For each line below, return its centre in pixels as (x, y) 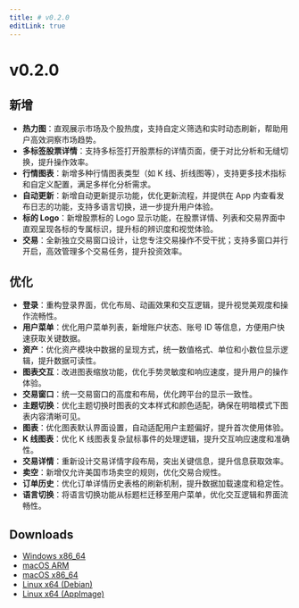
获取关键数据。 (58, 338)
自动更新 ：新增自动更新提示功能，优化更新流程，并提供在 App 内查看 (149, 195)
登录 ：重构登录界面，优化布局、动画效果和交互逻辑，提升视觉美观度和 (151, 305)
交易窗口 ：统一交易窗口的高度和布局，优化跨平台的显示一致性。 (139, 395)
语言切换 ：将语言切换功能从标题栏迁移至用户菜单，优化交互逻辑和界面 (151, 495)
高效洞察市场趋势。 (65, 139)
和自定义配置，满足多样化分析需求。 (89, 184)
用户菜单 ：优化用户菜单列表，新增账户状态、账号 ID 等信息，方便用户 (149, 328)
